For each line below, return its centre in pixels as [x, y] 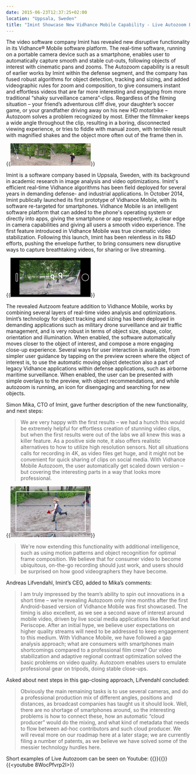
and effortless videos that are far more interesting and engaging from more [96, 92]
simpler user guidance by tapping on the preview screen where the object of [98, 356]
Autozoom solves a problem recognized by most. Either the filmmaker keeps [98, 116]
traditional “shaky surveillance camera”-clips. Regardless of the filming [91, 98]
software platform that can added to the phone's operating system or [89, 212]
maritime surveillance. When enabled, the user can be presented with [90, 375]
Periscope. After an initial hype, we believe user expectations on [97, 625]
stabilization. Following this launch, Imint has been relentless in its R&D [91, 238]
